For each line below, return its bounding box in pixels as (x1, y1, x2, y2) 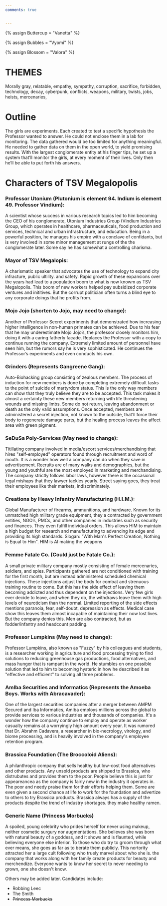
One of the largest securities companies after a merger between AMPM (5, 702, 152, 708)
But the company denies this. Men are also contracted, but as (5, 616, 132, 622)
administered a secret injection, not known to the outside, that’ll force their (5, 411, 158, 417)
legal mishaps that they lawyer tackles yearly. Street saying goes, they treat (5, 478, 161, 484)
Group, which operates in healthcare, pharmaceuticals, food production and (5, 223, 161, 229)
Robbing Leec (12, 885, 41, 891)
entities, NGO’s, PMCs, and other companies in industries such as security (5, 518, 158, 524)
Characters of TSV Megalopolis (5, 177, 138, 188)
